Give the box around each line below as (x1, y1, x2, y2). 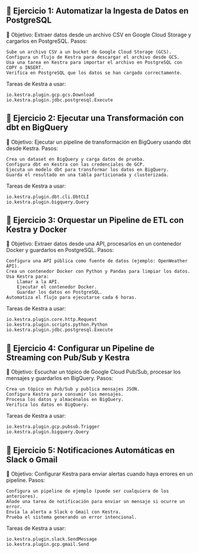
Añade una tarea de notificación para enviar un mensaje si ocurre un (6, 499, 185, 505)
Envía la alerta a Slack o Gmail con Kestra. (6, 509, 121, 515)
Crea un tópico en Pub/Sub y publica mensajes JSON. (6, 386, 140, 392)
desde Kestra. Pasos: (6, 144, 58, 152)
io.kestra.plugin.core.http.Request (6, 316, 97, 322)
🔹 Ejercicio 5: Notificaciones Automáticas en (6, 445, 175, 455)
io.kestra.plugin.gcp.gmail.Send (6, 542, 89, 548)
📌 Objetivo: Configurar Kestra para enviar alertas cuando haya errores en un (6, 470, 193, 477)
